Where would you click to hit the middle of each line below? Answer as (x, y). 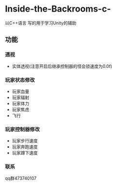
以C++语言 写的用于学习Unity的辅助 (41, 23)
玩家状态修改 (20, 80)
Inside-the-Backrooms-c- (58, 9)
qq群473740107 (21, 178)
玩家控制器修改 (22, 129)
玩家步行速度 (25, 141)
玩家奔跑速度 (25, 147)
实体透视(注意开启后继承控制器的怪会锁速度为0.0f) (62, 66)
